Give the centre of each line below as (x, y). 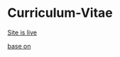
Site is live (22, 32)
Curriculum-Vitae (60, 13)
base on (19, 46)
